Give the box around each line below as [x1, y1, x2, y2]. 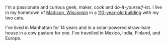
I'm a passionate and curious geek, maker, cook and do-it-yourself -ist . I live [5, 4, 162, 10]
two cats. [5, 15, 25, 20]
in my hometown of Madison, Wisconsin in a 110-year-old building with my [5, 9, 159, 15]
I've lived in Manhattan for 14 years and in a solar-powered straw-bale [5, 24, 151, 30]
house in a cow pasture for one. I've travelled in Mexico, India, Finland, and [5, 30, 160, 35]
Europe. [5, 35, 22, 41]
